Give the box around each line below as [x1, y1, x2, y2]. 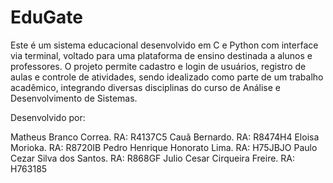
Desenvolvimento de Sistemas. [10, 92, 138, 104]
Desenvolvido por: [10, 111, 86, 123]
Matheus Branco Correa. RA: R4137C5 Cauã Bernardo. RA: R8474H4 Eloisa [10, 131, 320, 143]
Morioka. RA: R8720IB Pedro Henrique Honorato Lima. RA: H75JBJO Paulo [10, 141, 318, 153]
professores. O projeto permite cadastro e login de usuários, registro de [10, 60, 307, 72]
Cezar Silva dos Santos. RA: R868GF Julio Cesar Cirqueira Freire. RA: [10, 152, 295, 164]
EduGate [10, 6, 84, 29]
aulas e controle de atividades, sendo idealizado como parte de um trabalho [10, 71, 324, 83]
